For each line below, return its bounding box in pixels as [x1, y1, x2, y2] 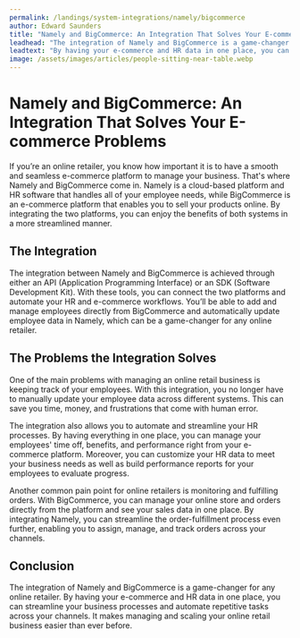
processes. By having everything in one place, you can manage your [9, 430, 262, 440]
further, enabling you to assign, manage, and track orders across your [9, 523, 266, 533]
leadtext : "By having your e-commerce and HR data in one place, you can [9, 47, 290, 55]
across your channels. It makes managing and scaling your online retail [9, 610, 271, 622]
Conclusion [9, 558, 75, 574]
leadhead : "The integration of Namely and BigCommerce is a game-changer [9, 38, 290, 47]
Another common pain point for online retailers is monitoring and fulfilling [9, 485, 279, 496]
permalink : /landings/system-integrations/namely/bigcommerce [9, 13, 246, 22]
